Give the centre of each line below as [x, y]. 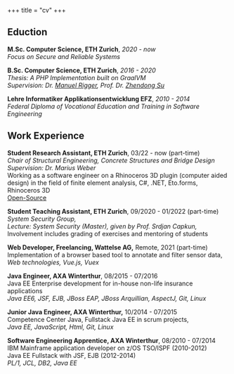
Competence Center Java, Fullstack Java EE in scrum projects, [98, 319]
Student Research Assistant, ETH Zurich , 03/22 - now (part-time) [104, 153]
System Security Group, [42, 219]
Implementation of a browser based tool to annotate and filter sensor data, [115, 254]
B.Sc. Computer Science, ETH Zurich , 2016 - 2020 [82, 70]
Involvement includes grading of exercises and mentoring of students [108, 233]
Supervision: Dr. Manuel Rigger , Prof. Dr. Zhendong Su [86, 85]
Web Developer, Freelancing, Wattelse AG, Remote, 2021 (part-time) [108, 247]
